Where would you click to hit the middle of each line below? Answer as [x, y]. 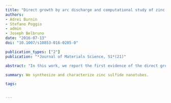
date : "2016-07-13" [26, 38]
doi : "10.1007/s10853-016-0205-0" [42, 43]
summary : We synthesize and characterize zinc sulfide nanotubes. [77, 75]
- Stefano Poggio [24, 24]
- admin [13, 29]
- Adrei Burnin [21, 19]
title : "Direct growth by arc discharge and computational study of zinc [85, 10]
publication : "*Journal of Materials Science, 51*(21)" [66, 57]
